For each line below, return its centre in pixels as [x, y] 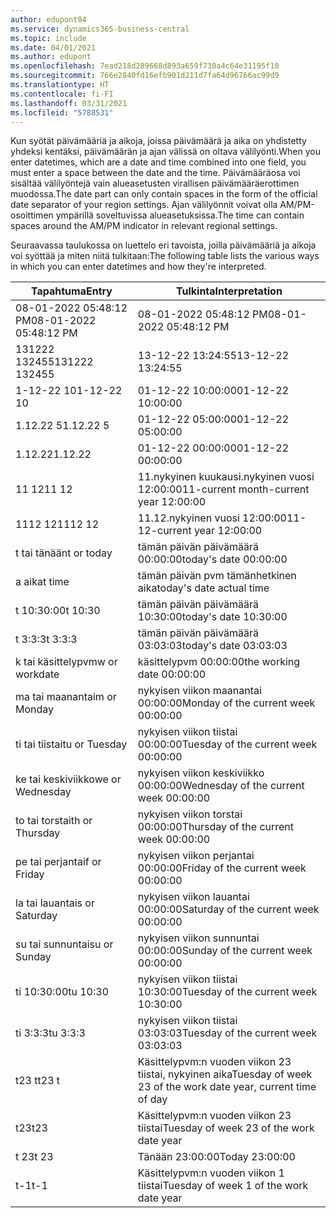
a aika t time [42, 582]
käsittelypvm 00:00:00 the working [219, 662]
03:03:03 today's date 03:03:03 [212, 646]
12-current [164, 531]
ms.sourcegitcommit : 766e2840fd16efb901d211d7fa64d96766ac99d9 [145, 76]
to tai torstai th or [54, 821]
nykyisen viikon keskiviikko [201, 773]
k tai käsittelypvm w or [66, 662]
